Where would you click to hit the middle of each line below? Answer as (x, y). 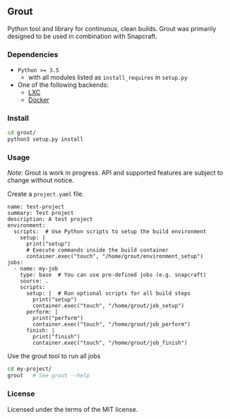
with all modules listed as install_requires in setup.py (108, 78)
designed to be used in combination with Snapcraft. (82, 36)
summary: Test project (41, 213)
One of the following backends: (63, 85)
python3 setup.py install (45, 140)
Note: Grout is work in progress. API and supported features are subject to (115, 173)
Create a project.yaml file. (46, 194)
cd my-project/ (30, 369)
